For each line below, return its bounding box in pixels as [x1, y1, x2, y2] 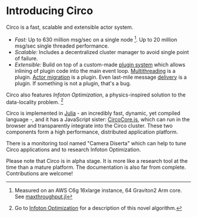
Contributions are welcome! [6, 170, 73, 177]
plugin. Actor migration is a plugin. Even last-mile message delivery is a [14, 74, 187, 81]
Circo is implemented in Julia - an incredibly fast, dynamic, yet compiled [6, 110, 181, 117]
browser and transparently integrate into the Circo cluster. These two [6, 122, 173, 129]
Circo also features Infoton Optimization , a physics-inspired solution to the [6, 91, 186, 98]
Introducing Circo [6, 4, 94, 18]
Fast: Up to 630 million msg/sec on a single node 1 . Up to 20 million [14, 35, 178, 43]
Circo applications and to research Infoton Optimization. [6, 146, 141, 153]
